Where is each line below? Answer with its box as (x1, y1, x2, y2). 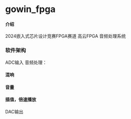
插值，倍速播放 (5, 96, 36, 102)
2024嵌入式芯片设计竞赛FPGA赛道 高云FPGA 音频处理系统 (5, 33, 126, 39)
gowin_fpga (5, 4, 56, 15)
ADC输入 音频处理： (5, 59, 47, 65)
